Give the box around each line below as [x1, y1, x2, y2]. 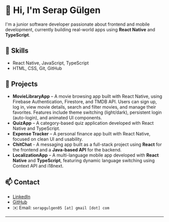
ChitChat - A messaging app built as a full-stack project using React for [12, 141, 162, 147]
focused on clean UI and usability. [12, 136, 83, 142]
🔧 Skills [5, 46, 29, 55]
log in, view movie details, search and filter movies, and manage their [12, 104, 156, 110]
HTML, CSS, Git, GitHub [12, 65, 62, 71]
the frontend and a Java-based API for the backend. [12, 146, 122, 153]
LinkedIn [12, 194, 31, 200]
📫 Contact [5, 178, 40, 186]
